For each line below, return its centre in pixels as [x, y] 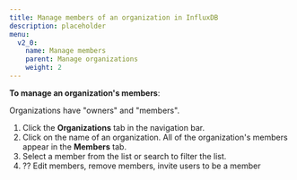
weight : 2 [44, 68]
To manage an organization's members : [85, 93]
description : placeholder [57, 26]
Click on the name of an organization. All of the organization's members [155, 137]
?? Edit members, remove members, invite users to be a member [141, 166]
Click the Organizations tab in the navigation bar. [113, 127]
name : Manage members [66, 51]
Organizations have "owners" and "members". [95, 110]
